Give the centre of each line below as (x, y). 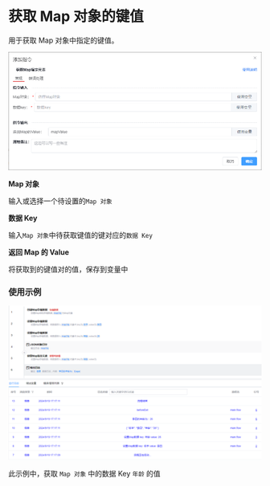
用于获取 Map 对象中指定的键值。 (63, 40)
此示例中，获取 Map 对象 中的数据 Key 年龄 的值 (84, 474)
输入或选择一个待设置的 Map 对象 (60, 201)
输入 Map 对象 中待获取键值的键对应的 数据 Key (80, 235)
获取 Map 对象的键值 (76, 16)
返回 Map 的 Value (39, 252)
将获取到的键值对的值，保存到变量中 (68, 269)
